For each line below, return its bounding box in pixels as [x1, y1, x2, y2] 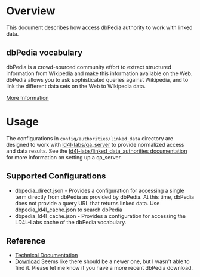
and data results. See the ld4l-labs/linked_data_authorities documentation [6, 147, 187, 155]
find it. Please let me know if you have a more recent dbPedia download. [14, 264, 193, 272]
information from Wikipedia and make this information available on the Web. [6, 70, 193, 77]
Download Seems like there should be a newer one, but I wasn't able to [14, 258, 190, 265]
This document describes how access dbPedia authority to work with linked [6, 24, 193, 31]
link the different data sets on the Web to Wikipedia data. [6, 82, 146, 90]
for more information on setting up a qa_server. [6, 153, 122, 161]
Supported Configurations [6, 171, 106, 181]
